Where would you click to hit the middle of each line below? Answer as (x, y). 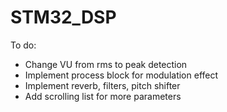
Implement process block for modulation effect (121, 75)
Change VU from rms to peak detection (106, 64)
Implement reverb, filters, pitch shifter (102, 85)
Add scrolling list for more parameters (103, 96)
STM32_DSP (63, 17)
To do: (23, 45)
